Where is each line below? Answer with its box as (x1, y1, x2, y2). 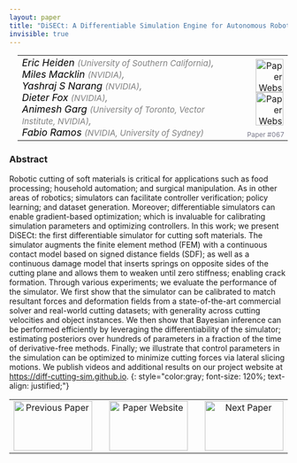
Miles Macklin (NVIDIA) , (21, 68, 126, 81)
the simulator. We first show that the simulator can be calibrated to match (9, 286, 276, 297)
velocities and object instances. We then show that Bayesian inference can (9, 314, 282, 325)
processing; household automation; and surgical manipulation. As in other (9, 182, 278, 193)
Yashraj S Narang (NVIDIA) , (21, 80, 143, 93)
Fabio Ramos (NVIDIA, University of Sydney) (21, 126, 205, 139)
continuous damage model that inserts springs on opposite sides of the (9, 258, 270, 268)
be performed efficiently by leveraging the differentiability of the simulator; (9, 324, 281, 335)
